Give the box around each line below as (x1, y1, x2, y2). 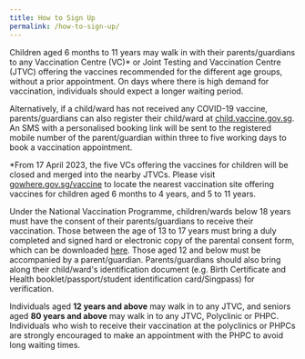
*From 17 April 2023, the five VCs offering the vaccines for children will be (9, 159, 289, 170)
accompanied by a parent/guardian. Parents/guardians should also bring (9, 254, 281, 264)
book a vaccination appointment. (9, 142, 133, 153)
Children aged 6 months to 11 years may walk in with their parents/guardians (9, 46, 296, 57)
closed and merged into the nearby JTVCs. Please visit (9, 169, 216, 180)
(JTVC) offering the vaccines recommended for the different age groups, (9, 65, 283, 77)
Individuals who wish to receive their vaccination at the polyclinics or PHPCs (9, 320, 296, 331)
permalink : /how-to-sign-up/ (9, 22, 120, 31)
